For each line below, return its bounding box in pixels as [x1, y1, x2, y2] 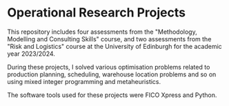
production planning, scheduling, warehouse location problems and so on [7, 70, 217, 78]
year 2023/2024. [7, 50, 55, 58]
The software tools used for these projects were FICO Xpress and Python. [7, 91, 217, 99]
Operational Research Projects [7, 5, 186, 21]
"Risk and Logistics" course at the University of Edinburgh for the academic [7, 42, 222, 50]
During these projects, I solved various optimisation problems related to [7, 63, 210, 71]
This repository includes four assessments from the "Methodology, [7, 28, 198, 36]
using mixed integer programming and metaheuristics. [7, 77, 161, 85]
